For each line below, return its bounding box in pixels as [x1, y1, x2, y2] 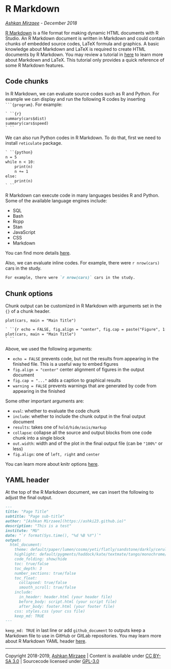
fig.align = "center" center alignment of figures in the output [12, 366, 145, 372]
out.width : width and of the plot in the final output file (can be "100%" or [12, 440, 163, 446]
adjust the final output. [5, 495, 52, 501]
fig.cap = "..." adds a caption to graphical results [12, 377, 121, 383]
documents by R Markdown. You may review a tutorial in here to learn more [5, 51, 163, 58]
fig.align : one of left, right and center [12, 451, 100, 457]
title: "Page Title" [5, 509, 49, 515]
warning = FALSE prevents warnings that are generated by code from [12, 383, 157, 389]
